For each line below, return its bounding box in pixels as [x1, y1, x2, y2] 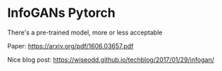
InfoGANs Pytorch [7, 5, 116, 21]
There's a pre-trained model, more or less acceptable [7, 28, 163, 37]
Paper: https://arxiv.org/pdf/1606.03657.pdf [7, 41, 134, 50]
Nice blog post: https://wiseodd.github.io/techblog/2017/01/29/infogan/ [7, 55, 215, 64]
